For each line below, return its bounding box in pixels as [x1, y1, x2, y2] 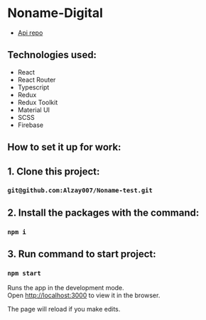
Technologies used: [7, 49, 97, 61]
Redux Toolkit [17, 98, 58, 106]
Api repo [17, 28, 43, 37]
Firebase [17, 121, 44, 129]
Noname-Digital [7, 5, 103, 21]
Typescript [17, 83, 50, 92]
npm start [7, 270, 41, 277]
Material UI [17, 105, 50, 114]
